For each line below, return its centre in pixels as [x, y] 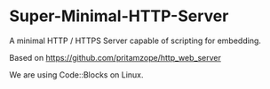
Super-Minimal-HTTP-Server [119, 16]
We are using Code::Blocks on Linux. [76, 74]
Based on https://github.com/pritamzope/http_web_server [115, 57]
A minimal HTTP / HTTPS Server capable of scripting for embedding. [135, 41]
